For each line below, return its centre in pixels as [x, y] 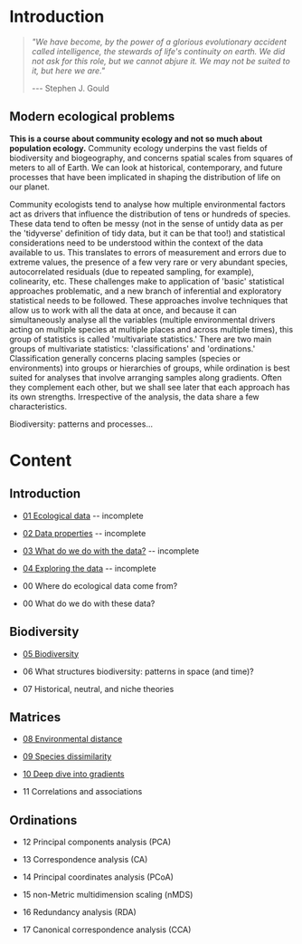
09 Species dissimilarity [67, 756]
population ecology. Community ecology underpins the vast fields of [139, 148]
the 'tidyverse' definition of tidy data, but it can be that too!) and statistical [147, 233]
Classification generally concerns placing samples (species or [125, 358]
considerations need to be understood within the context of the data [137, 243]
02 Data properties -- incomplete [84, 533]
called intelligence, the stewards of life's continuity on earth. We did [158, 51]
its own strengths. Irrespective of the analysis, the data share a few [134, 397]
